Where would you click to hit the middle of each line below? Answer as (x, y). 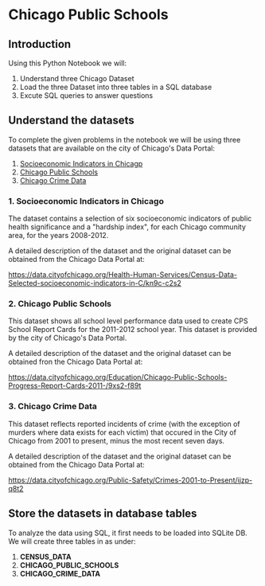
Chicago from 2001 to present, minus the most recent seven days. (117, 440)
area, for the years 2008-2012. (58, 236)
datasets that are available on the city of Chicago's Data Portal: (111, 148)
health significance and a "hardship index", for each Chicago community (127, 227)
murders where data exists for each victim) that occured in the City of (123, 432)
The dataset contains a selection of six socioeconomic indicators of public (130, 219)
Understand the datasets (72, 121)
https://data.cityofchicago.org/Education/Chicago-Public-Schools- (118, 377)
